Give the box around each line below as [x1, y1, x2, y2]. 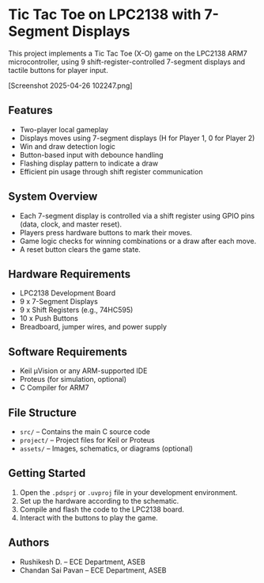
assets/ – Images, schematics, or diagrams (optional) [19, 444, 194, 453]
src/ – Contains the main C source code [19, 427, 150, 436]
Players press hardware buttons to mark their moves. [19, 227, 192, 237]
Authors [8, 536, 50, 550]
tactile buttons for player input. [8, 65, 108, 74]
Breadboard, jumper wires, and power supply [19, 322, 168, 332]
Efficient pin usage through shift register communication [19, 166, 203, 176]
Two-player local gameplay [19, 124, 109, 134]
